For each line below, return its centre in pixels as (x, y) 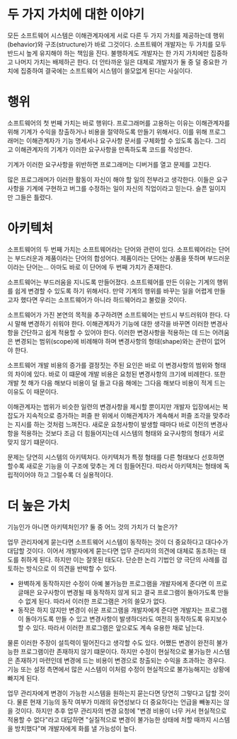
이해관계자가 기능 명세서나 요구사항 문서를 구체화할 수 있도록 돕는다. (120, 140)
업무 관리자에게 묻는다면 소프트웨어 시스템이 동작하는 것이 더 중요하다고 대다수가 (118, 542)
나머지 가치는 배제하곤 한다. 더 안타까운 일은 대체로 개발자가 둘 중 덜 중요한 (117, 62)
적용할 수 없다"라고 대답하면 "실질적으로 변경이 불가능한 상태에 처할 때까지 (109, 719)
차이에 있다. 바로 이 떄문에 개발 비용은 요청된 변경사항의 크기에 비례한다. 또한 (120, 374)
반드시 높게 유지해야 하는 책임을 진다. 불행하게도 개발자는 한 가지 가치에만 (108, 53)
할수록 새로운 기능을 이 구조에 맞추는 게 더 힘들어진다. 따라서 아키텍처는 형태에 (115, 466)
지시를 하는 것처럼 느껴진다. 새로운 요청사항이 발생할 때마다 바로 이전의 (112, 424)
